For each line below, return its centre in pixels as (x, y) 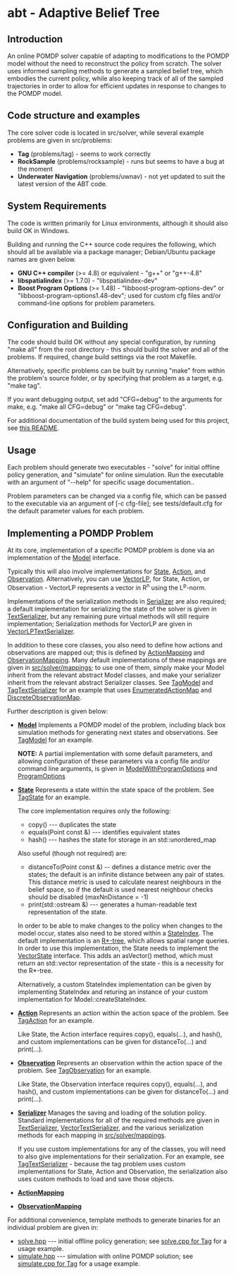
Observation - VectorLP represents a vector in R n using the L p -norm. (107, 587)
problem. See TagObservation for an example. (84, 1070)
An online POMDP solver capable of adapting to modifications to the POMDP (118, 56)
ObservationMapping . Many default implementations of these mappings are (117, 660)
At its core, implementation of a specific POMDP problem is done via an (111, 550)
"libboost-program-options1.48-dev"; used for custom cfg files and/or (119, 295)
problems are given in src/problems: (60, 140)
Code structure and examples (74, 115)
